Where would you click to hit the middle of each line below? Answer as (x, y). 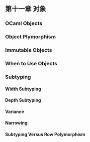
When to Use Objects (31, 64)
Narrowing (16, 123)
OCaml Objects (24, 23)
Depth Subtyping (23, 100)
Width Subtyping (23, 89)
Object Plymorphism (31, 37)
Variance (15, 112)
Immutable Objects (29, 50)
